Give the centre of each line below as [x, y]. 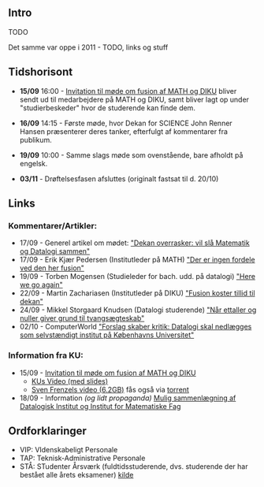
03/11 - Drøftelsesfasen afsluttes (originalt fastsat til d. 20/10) [119, 178]
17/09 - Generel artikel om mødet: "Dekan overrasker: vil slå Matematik [134, 243]
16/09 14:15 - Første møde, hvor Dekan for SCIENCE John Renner [126, 123]
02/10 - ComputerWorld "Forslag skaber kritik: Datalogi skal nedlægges [136, 327]
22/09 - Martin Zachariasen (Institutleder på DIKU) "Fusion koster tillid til [137, 293]
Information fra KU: [46, 355]
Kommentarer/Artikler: [53, 225]
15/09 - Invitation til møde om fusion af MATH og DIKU [108, 373]
